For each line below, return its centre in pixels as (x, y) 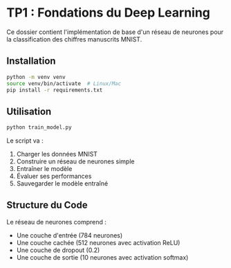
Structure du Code (47, 205)
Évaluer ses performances (54, 176)
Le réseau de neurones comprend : (56, 222)
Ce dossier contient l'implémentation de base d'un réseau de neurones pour (115, 32)
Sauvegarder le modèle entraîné (62, 184)
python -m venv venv (36, 77)
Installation (31, 61)
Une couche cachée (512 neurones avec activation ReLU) (98, 242)
